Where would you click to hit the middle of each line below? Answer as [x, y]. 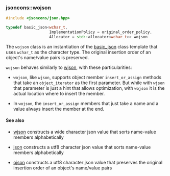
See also [15, 120]
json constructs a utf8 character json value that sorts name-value [82, 147]
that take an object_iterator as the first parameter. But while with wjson [89, 83]
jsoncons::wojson [29, 8]
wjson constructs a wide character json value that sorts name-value [84, 132]
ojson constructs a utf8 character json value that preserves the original [88, 162]
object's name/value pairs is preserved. [47, 57]
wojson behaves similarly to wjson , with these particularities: [69, 67]
